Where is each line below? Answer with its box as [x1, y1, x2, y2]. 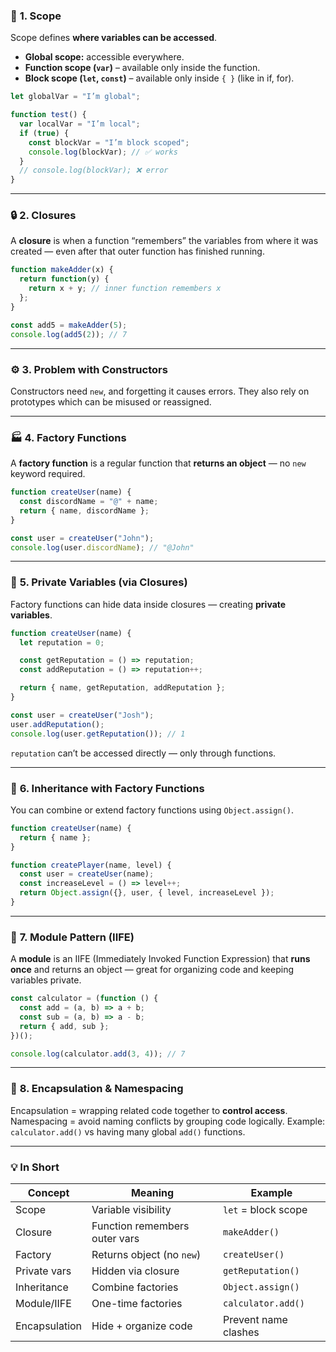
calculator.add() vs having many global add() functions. [10, 1125, 246, 1138]
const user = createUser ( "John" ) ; [10, 533, 155, 543]
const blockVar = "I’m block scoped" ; [28, 137, 190, 148]
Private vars [15, 1264, 72, 1278]
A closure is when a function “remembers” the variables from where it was [10, 235, 319, 247]
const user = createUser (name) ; [19, 869, 155, 879]
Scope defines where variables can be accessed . [10, 32, 218, 44]
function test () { [10, 110, 87, 120]
